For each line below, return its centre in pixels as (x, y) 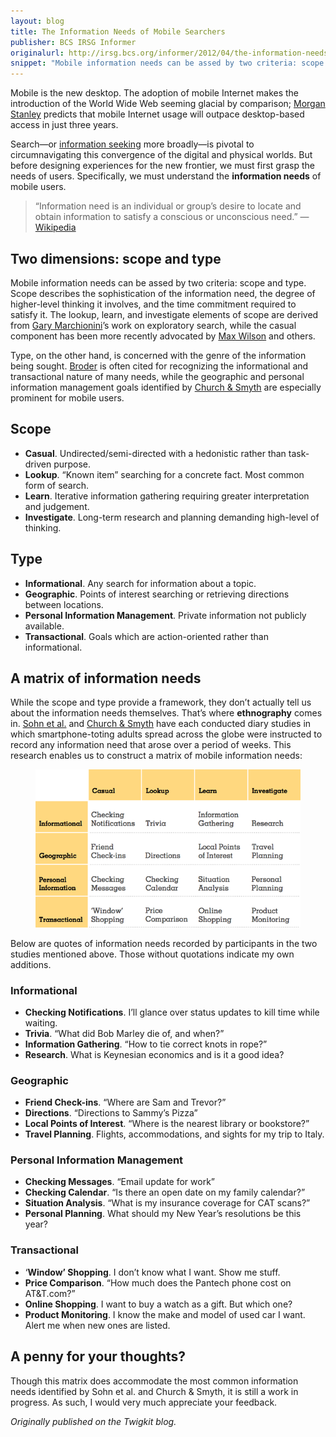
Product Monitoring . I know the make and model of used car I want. (165, 1314)
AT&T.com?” (50, 1293)
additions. (31, 964)
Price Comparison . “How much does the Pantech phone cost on (158, 1282)
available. (44, 626)
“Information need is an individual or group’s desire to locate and (168, 206)
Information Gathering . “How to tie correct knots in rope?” (146, 1044)
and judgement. (57, 506)
